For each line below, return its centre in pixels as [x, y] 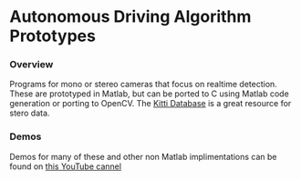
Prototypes [52, 36]
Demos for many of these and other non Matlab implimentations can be [143, 156]
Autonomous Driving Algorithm [130, 17]
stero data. [30, 113]
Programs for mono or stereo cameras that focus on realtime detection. [144, 85]
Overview [31, 65]
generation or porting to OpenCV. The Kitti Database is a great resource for [150, 104]
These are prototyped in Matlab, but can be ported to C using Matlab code [149, 94]
